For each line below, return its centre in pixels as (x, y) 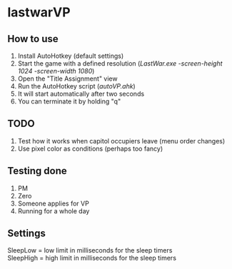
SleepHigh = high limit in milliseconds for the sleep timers (92, 258)
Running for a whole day (54, 210)
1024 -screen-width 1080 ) (56, 71)
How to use (33, 39)
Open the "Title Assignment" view (67, 78)
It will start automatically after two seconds (81, 94)
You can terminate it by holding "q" (69, 101)
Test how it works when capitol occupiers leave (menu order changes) (121, 141)
